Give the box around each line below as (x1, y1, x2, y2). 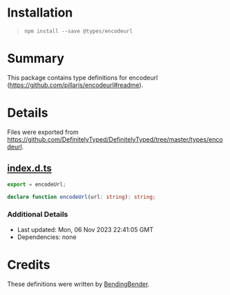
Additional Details (7, 209, 68, 219)
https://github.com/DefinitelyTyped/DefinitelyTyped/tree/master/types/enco (7, 135, 223, 143)
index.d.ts (7, 162, 52, 174)
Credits (7, 257, 50, 272)
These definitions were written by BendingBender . (7, 280, 150, 288)
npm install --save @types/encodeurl (23, 28, 133, 35)
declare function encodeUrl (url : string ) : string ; (7, 193, 156, 200)
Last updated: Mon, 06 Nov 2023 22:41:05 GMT (17, 225, 154, 234)
